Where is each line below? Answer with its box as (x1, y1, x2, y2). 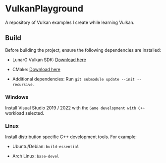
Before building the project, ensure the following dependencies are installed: (5, 47, 161, 53)
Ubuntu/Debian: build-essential (12, 144, 79, 150)
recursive (12, 82, 33, 87)
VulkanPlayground (5, 3, 83, 14)
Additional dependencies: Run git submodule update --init (12, 76, 135, 82)
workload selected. (5, 110, 45, 116)
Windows (5, 93, 29, 100)
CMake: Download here (12, 66, 60, 72)
